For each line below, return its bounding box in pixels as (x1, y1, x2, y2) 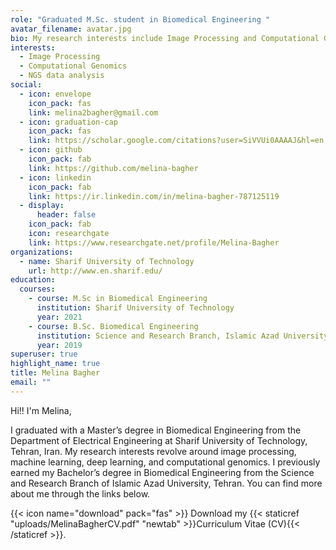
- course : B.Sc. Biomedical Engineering (28, 321, 199, 331)
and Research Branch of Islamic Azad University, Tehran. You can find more (10, 477, 323, 489)
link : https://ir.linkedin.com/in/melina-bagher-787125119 (28, 191, 280, 201)
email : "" (10, 377, 52, 387)
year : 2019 (36, 340, 83, 350)
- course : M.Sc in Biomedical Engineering (28, 294, 208, 304)
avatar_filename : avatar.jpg (10, 24, 132, 34)
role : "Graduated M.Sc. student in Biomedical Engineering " (10, 14, 271, 25)
